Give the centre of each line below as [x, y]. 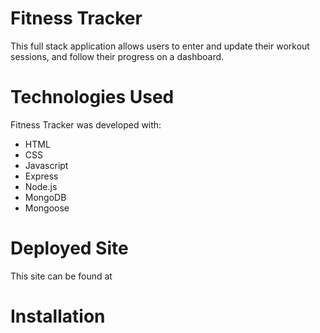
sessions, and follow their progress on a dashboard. [117, 56]
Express [41, 176]
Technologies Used [92, 97]
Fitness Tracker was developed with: [86, 124]
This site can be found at [61, 276]
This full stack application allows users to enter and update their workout [160, 46]
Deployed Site [69, 248]
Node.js [41, 186]
